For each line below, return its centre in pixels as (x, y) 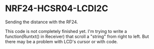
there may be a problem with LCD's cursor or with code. (62, 41)
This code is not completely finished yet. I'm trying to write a (66, 31)
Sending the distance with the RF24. (42, 22)
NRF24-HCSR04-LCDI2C (57, 8)
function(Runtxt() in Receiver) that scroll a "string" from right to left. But (77, 36)
